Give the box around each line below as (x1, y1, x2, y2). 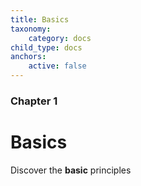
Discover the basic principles (10, 164, 132, 176)
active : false (28, 61, 87, 71)
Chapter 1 (10, 94, 58, 108)
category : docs (28, 33, 92, 43)
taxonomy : (10, 24, 52, 34)
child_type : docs (10, 42, 83, 53)
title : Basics (10, 14, 70, 25)
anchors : (10, 52, 47, 62)
